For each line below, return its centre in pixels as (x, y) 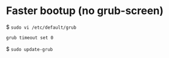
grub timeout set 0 (30, 37)
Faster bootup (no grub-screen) (85, 11)
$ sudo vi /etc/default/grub (41, 27)
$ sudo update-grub (30, 49)
